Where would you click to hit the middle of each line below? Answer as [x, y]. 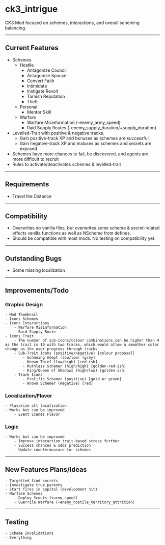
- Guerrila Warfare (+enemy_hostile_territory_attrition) [74, 502]
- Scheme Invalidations [29, 533]
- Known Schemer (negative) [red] [58, 383]
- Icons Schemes [22, 319]
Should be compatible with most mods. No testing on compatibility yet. [84, 238]
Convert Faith [41, 81]
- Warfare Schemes [24, 494]
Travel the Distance [32, 196]
